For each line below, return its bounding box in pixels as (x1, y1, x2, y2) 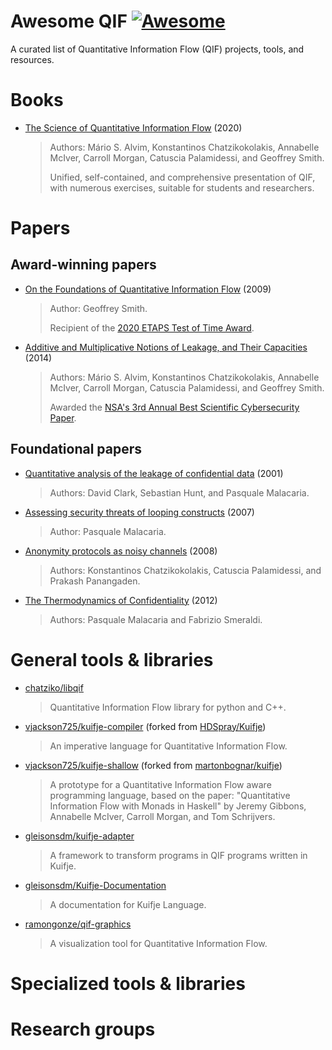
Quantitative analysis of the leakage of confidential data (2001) (24, 467, 284, 479)
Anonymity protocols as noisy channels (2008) (24, 545, 218, 557)
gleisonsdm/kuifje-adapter (24, 830, 135, 842)
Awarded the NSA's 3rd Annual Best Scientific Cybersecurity (49, 401, 300, 413)
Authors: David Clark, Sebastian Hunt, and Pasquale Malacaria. (49, 486, 310, 499)
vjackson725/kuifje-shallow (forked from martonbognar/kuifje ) (24, 759, 283, 771)
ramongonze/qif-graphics (24, 918, 132, 930)
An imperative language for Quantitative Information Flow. (49, 740, 288, 752)
